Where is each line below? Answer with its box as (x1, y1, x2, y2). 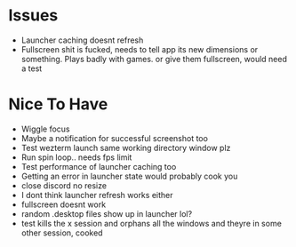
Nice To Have (8, 94, 108, 115)
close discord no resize (20, 179, 108, 191)
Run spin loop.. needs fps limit (20, 152, 132, 163)
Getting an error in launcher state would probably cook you (20, 171, 238, 181)
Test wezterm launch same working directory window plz (20, 142, 231, 153)
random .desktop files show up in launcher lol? (20, 208, 193, 219)
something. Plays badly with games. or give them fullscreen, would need (20, 53, 288, 64)
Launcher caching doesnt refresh (20, 35, 144, 45)
